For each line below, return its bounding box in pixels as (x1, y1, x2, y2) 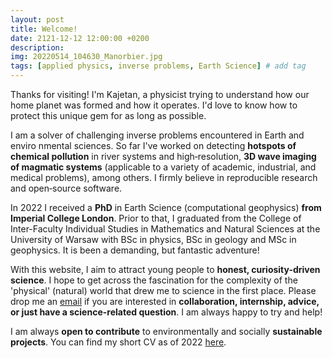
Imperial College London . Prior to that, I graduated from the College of (10, 212, 302, 224)
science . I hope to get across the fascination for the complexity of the (10, 274, 298, 286)
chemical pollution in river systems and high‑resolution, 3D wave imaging (10, 151, 317, 162)
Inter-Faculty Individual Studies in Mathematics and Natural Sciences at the (10, 223, 321, 235)
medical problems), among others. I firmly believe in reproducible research (10, 172, 318, 183)
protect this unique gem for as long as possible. (10, 110, 207, 121)
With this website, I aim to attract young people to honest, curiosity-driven (10, 264, 321, 275)
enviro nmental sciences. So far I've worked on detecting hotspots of (10, 140, 297, 151)
